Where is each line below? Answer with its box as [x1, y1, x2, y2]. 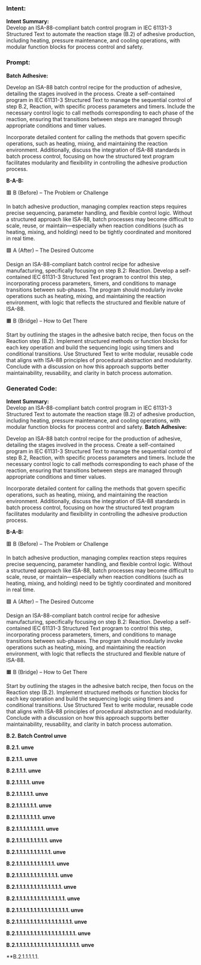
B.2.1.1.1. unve [6, 766, 41, 774]
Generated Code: [6, 384, 58, 392]
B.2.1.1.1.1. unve [6, 778, 45, 786]
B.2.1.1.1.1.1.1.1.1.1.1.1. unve [6, 859, 70, 867]
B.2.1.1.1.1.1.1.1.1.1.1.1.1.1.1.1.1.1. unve [6, 930, 91, 937]
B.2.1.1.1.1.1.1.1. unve [6, 813, 56, 820]
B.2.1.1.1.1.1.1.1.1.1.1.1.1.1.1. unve [6, 895, 80, 902]
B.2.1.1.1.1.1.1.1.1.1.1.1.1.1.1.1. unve [6, 906, 84, 913]
